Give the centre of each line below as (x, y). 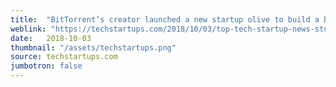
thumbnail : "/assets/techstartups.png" (93, 47)
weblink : (28, 29)
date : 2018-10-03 (51, 38)
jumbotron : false (46, 66)
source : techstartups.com (64, 57)
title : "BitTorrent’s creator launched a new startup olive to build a (165, 19)
